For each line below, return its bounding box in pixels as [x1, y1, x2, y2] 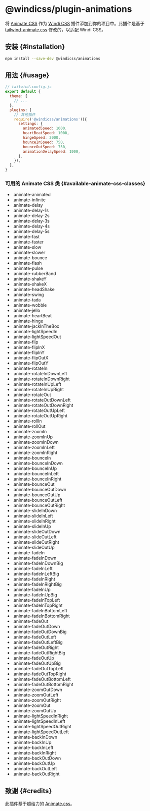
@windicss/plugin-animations [5, 3, 132, 15]
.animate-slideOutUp [12, 544, 55, 551]
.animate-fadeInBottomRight [12, 613, 70, 619]
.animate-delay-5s [12, 229, 50, 234]
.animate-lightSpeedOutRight [12, 724, 72, 730]
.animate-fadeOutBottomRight [12, 682, 74, 688]
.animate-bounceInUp [12, 465, 57, 471]
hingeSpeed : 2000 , [23, 135, 61, 140]
